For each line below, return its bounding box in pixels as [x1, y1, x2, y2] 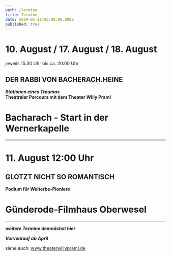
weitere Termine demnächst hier [5, 225, 76, 232]
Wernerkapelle [5, 123, 70, 134]
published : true [5, 21, 40, 27]
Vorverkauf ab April [5, 235, 48, 241]
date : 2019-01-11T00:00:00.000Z [5, 17, 74, 22]
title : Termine [5, 12, 38, 17]
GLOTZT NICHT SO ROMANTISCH [5, 173, 115, 181]
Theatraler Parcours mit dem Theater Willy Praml [5, 94, 111, 100]
